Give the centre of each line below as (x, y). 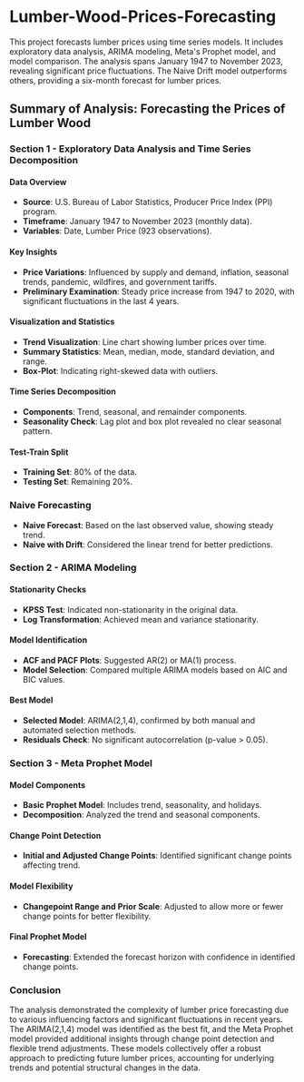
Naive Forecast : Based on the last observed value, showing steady (148, 525)
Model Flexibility (41, 886)
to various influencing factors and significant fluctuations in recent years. (146, 1019)
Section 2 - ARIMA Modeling (73, 567)
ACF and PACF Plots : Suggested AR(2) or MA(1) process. (129, 660)
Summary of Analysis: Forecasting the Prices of (147, 109)
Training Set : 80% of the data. (80, 472)
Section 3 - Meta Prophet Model (81, 763)
